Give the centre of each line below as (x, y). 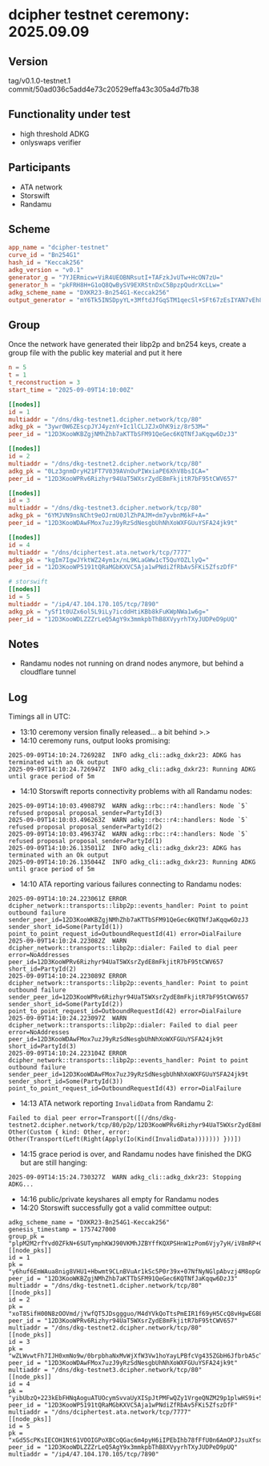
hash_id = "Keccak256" (46, 263)
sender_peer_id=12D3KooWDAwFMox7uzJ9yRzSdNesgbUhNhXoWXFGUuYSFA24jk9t (128, 1075)
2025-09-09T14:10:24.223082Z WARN (68, 941)
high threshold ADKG (54, 133)
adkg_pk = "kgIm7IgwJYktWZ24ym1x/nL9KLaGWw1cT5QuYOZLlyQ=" (109, 560)
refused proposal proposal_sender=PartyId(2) (85, 827)
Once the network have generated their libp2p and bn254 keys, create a (127, 344)
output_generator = (41, 300)
